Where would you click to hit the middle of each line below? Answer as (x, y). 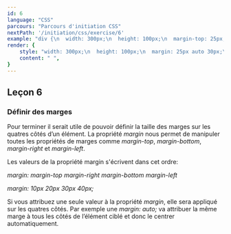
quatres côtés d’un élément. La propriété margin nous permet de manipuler (113, 134)
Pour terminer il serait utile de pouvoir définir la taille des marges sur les (109, 127)
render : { (21, 45)
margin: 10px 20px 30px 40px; (51, 189)
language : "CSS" (30, 20)
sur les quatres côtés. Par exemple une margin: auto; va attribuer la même (112, 209)
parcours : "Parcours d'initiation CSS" (64, 26)
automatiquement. (33, 224)
